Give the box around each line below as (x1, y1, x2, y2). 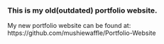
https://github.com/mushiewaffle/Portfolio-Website (7, 29, 156, 37)
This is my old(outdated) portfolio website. (7, 6, 158, 15)
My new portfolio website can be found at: (7, 22, 131, 30)
